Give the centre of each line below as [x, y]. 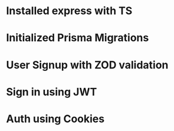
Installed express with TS [69, 11]
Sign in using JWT [52, 92]
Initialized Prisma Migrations [78, 38]
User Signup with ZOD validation [87, 65]
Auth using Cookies [55, 119]
